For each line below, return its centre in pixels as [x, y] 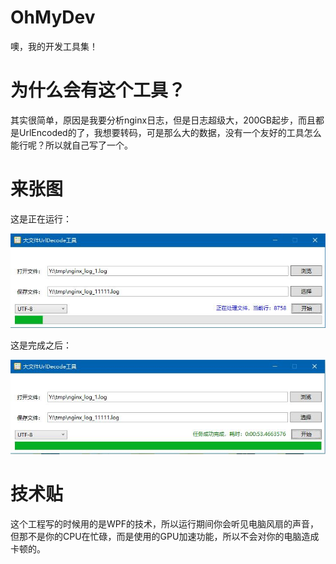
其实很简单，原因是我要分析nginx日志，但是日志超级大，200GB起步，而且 [163, 120]
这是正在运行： [41, 218]
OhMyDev [53, 17]
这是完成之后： [41, 345]
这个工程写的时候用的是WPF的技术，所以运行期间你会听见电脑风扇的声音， [164, 524]
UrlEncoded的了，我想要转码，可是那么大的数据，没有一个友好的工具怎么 [170, 132]
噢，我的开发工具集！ [54, 46]
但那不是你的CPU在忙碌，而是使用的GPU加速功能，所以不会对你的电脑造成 [165, 537]
